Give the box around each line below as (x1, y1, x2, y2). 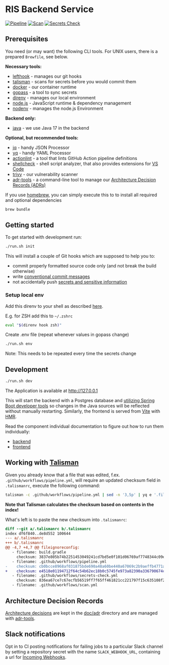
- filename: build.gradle (12, 550, 66, 555)
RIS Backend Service (5, 4, 94, 15)
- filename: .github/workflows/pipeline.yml (12, 559, 107, 564)
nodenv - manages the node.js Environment (12, 105, 104, 112)
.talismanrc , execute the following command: (5, 482, 101, 488)
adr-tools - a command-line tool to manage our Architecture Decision (12, 177, 156, 183)
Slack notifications (5, 630, 65, 639)
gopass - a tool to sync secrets (12, 89, 77, 95)
